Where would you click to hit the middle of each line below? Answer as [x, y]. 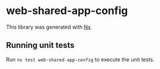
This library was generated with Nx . [49, 27]
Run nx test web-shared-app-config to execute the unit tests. [80, 59]
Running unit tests [40, 45]
